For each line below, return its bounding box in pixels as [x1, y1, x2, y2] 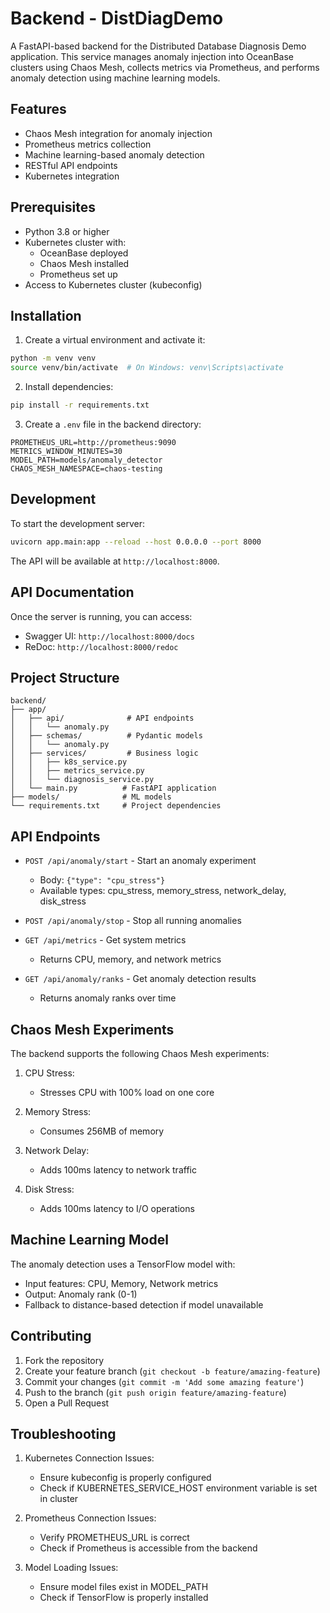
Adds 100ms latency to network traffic [39, 1163, 197, 1176]
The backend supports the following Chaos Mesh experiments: [10, 1047, 270, 1059]
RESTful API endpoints [24, 159, 118, 171]
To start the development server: [10, 517, 146, 529]
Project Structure [10, 669, 120, 686]
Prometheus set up [39, 268, 118, 280]
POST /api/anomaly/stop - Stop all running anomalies [24, 915, 242, 927]
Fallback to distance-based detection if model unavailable [24, 1298, 264, 1311]
